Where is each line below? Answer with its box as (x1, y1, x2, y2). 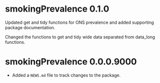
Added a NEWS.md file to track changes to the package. (12, 72, 121, 78)
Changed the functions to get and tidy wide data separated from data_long (5, 34, 155, 40)
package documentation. (5, 24, 55, 30)
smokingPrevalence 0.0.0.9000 (5, 56, 137, 67)
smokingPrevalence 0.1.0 (5, 3, 110, 15)
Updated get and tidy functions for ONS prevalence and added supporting (5, 19, 155, 25)
